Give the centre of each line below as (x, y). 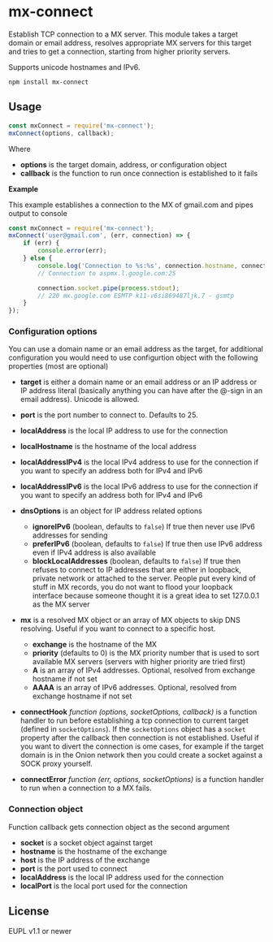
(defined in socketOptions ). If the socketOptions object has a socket (133, 729)
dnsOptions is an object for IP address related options (111, 511)
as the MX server (61, 604)
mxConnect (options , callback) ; (61, 133)
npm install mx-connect (49, 82)
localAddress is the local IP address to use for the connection (124, 431)
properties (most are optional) (58, 366)
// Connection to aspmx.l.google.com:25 (107, 273)
